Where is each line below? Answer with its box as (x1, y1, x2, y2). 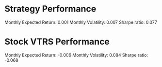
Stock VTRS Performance (4, 36, 110, 47)
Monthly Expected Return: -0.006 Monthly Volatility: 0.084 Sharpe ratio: (4, 52, 148, 58)
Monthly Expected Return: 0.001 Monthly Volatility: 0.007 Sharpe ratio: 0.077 (4, 19, 157, 25)
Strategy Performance (4, 3, 97, 14)
